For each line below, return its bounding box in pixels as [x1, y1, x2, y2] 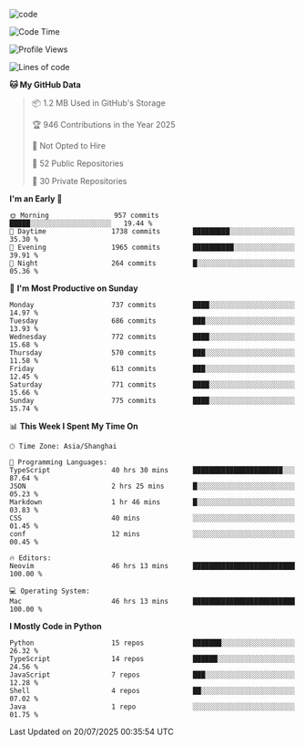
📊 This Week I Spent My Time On [9, 420, 138, 431]
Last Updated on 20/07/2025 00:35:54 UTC [9, 726, 175, 737]
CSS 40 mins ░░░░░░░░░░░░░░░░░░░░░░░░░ [9, 513, 296, 523]
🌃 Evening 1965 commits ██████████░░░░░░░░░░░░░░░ [9, 243, 296, 252]
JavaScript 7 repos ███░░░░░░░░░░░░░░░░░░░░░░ [9, 670, 296, 679]
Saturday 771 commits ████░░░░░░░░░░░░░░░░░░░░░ [9, 380, 296, 389]
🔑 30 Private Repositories [31, 176, 127, 186]
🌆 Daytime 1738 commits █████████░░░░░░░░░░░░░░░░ [9, 227, 296, 236]
